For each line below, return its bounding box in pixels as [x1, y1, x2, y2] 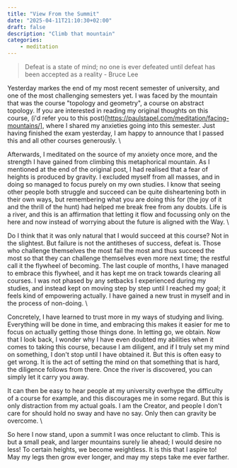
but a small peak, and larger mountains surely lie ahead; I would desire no [7, 438, 222, 446]
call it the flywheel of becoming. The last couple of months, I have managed [7, 262, 229, 269]
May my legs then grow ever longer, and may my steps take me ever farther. [7, 453, 229, 461]
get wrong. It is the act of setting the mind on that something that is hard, [7, 358, 221, 366]
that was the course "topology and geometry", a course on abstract [7, 99, 204, 107]
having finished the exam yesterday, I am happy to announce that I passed [7, 129, 224, 137]
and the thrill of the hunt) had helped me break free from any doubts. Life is [7, 203, 227, 211]
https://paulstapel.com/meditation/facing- [107, 114, 230, 122]
